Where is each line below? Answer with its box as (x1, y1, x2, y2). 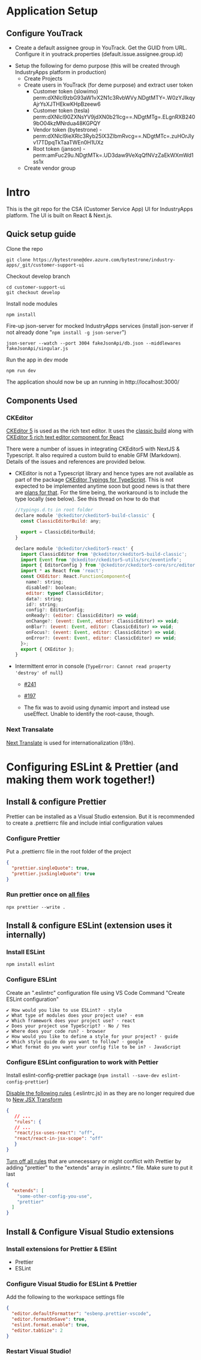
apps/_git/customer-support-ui (6, 262, 85, 268)
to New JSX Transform (6, 1096, 62, 1103)
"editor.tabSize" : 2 (11, 1328, 63, 1334)
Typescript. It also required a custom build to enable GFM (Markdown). (6, 452, 181, 459)
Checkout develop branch (6, 272, 70, 280)
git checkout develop (6, 289, 61, 295)
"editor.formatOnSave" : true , (11, 1316, 87, 1322)
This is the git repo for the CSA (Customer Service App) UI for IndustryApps (6, 205, 193, 212)
